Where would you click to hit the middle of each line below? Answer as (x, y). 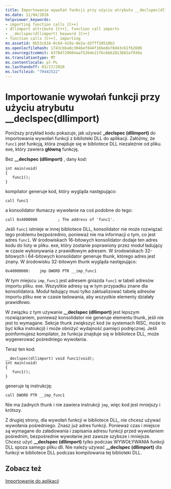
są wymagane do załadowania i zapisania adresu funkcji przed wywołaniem (84, 431)
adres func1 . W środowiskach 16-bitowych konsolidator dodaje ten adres (81, 240)
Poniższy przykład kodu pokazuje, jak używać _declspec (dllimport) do (81, 133)
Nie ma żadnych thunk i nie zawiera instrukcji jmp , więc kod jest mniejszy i (83, 405)
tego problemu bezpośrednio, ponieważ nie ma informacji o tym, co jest (81, 234)
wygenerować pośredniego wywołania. (46, 339)
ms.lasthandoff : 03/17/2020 (35, 67)
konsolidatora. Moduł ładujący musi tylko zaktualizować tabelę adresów (80, 291)
